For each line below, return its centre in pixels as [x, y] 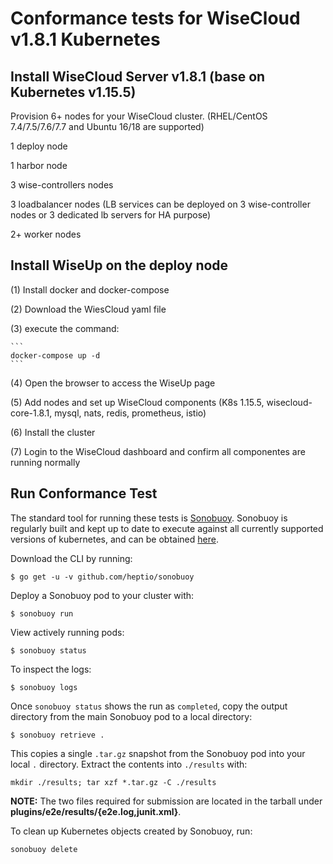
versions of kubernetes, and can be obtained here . [114, 539]
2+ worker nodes [46, 234]
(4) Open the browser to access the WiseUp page [113, 383]
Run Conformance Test [84, 493]
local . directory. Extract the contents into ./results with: [129, 764]
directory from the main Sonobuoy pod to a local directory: [131, 716]
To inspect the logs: [51, 669]
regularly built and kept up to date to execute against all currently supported [167, 528]
